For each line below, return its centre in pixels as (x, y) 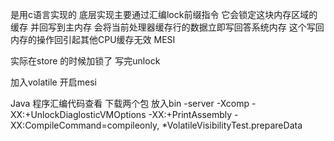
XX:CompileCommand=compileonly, (85, 125)
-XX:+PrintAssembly (190, 114)
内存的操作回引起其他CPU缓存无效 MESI (93, 39)
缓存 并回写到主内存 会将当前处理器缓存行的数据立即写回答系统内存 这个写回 (167, 27)
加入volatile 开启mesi (53, 82)
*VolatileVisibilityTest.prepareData (232, 125)
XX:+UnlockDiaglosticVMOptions (78, 114)
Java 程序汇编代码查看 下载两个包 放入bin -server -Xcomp (130, 103)
